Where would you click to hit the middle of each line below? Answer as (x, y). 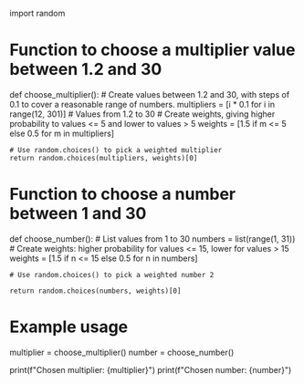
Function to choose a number (122, 194)
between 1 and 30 (78, 214)
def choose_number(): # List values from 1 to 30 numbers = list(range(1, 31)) (152, 239)
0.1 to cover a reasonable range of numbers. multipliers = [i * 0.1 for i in (142, 104)
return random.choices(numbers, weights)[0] (95, 291)
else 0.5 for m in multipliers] (62, 133)
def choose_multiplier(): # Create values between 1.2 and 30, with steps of (150, 94)
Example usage (69, 327)
